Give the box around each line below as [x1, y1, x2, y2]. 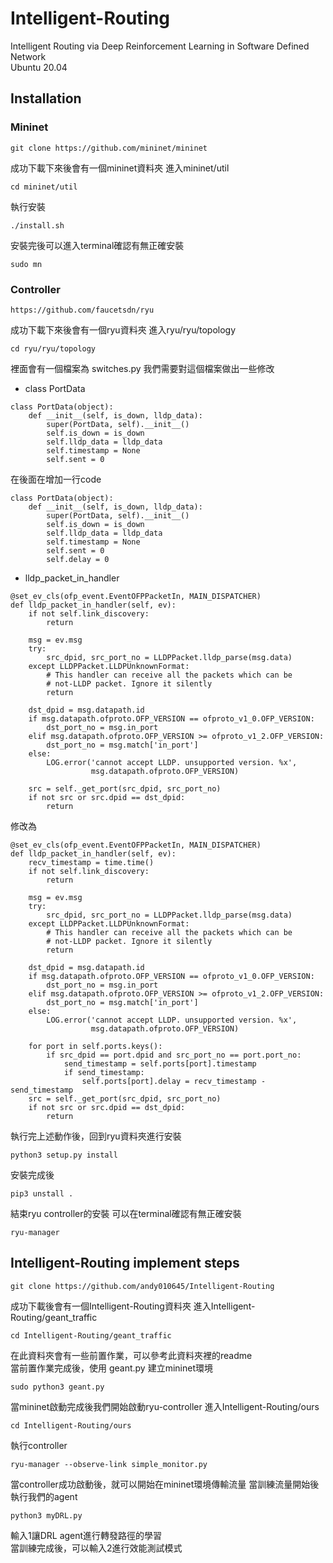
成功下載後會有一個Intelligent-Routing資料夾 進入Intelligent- [10, 1300, 256, 1312]
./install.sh [10, 220, 65, 231]
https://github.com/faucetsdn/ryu [10, 305, 155, 315]
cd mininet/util [10, 182, 78, 192]
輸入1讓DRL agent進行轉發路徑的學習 [10, 1529, 163, 1541]
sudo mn [10, 259, 43, 269]
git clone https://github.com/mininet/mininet [10, 143, 208, 153]
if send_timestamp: [63, 1067, 145, 1077]
